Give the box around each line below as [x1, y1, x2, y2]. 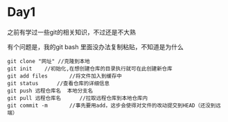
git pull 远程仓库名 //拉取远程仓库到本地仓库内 [7, 94, 148, 101]
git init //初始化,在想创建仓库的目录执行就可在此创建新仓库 [7, 65, 173, 72]
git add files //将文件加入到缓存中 [7, 72, 123, 80]
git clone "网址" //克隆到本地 [7, 58, 90, 64]
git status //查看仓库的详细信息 [7, 80, 109, 87]
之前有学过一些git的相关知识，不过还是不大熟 [7, 28, 137, 36]
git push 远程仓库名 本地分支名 [7, 87, 94, 94]
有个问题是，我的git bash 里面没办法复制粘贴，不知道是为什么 [7, 42, 184, 51]
